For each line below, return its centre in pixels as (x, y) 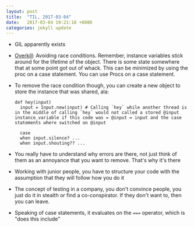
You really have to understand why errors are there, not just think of (96, 154)
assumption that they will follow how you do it (69, 178)
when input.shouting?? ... (53, 144)
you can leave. (32, 201)
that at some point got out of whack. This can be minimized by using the (101, 68)
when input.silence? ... (50, 138)
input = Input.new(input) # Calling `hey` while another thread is (104, 108)
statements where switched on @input (60, 123)
